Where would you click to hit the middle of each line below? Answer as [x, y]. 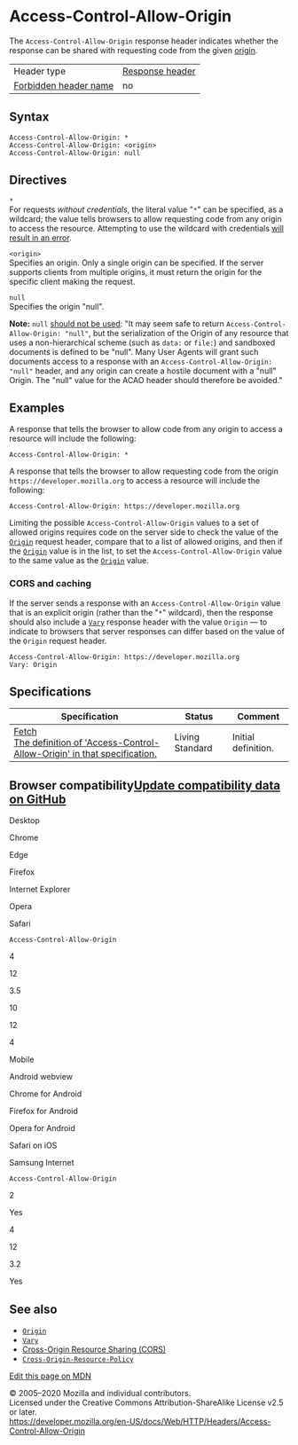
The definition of [48, 742]
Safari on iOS [33, 1145]
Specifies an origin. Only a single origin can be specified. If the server [137, 263]
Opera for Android [42, 1128]
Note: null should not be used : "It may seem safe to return [117, 323]
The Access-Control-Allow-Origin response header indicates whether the [144, 41]
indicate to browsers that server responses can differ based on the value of [147, 631]
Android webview [41, 1077]
